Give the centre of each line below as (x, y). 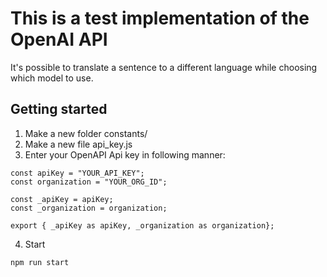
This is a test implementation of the (160, 18)
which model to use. (52, 78)
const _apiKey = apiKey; (62, 199)
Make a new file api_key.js (78, 144)
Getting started (59, 109)
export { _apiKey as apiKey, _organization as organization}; (142, 225)
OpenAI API (59, 39)
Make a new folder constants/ (86, 133)
